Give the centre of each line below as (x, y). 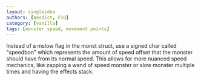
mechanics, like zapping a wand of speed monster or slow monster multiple (100, 65)
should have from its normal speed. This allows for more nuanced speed (97, 59)
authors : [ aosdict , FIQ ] (38, 18)
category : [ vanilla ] (32, 23)
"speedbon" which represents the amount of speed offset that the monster (100, 53)
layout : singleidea (31, 12)
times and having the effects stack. (50, 72)
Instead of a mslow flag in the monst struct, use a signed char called (91, 46)
